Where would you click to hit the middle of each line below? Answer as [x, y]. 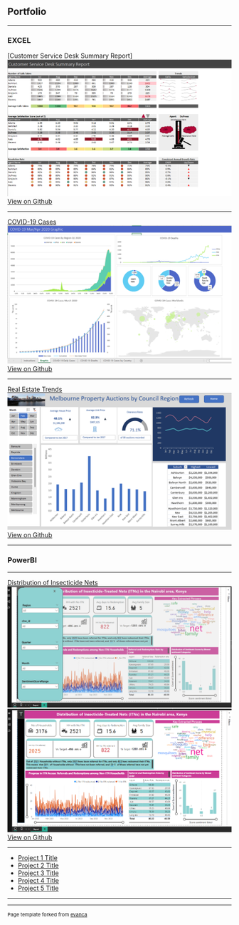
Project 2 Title [38, 865]
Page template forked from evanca [47, 914]
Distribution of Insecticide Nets [53, 582]
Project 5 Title [38, 888]
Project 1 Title [38, 857]
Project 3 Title [38, 873]
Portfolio [27, 12]
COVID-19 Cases [32, 222]
